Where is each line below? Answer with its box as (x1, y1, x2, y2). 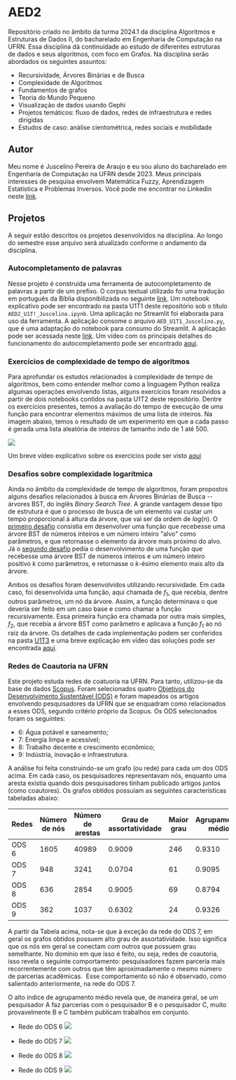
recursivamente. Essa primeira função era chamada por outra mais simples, (8, 612, 226, 621)
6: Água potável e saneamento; (18, 728, 109, 737)
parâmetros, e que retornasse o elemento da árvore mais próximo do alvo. (8, 537, 222, 546)
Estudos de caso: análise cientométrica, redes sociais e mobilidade (18, 123, 212, 131)
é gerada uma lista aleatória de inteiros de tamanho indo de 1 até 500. (8, 425, 209, 433)
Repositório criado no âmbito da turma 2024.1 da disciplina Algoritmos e (8, 27, 216, 36)
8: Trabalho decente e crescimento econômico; (18, 743, 155, 751)
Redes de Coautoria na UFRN (8, 661, 109, 671)
